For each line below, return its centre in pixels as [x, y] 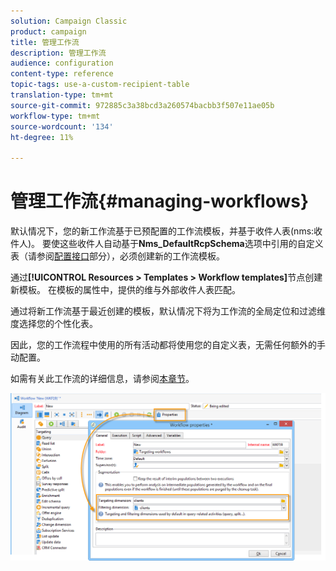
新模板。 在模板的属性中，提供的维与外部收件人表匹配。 [125, 290]
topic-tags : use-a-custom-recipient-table [100, 85]
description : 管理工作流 [58, 53]
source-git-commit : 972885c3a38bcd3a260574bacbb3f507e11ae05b [142, 105]
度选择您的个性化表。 [54, 324]
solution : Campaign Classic [69, 21]
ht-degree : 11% [42, 137]
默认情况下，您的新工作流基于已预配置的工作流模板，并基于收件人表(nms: [162, 231]
